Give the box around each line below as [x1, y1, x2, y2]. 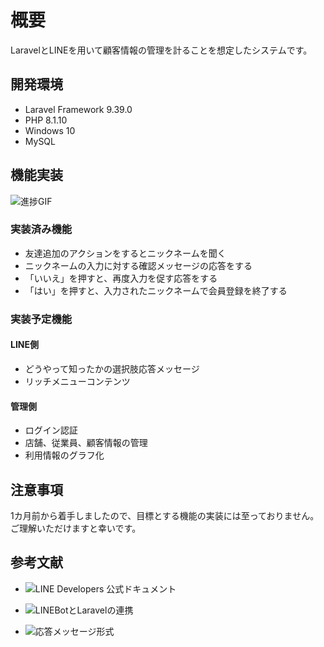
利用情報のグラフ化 [24, 449, 105, 461]
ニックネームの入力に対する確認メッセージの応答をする [24, 259, 253, 271]
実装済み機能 [10, 222, 73, 236]
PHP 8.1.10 [24, 114, 68, 126]
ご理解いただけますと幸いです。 [10, 522, 142, 534]
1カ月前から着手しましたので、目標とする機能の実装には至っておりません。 [10, 510, 320, 521]
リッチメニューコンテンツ [24, 375, 131, 387]
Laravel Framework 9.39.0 [24, 103, 133, 115]
